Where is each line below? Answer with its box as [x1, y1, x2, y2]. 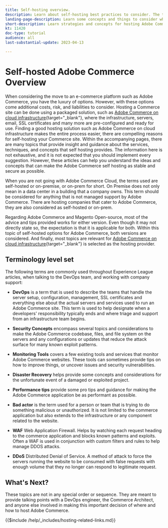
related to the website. [12, 418, 59, 424]
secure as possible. [5, 168, 45, 174]
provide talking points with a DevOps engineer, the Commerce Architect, [5, 497, 154, 503]
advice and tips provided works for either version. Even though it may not [5, 219, 156, 225]
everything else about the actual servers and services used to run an [12, 300, 154, 306]
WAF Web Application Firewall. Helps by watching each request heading [12, 427, 162, 433]
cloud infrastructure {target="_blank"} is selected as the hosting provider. [5, 240, 155, 246]
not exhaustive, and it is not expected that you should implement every [5, 152, 151, 158]
